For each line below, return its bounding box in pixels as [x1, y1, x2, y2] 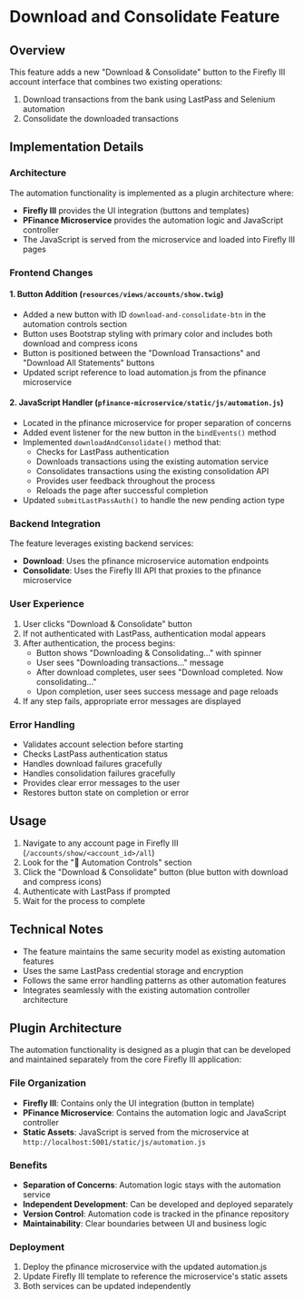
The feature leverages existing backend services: [9, 538, 194, 549]
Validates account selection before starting [22, 739, 184, 749]
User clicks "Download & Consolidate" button [22, 618, 192, 629]
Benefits [9, 1158, 48, 1171]
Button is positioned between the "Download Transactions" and [22, 347, 260, 358]
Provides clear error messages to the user [22, 777, 181, 788]
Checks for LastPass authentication [35, 447, 170, 458]
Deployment [9, 1240, 65, 1253]
